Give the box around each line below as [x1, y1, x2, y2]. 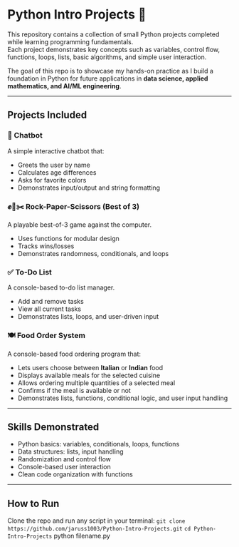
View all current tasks [17, 305, 82, 313]
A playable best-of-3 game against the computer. [7, 220, 152, 229]
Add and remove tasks [17, 297, 84, 306]
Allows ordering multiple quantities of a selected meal [17, 378, 176, 387]
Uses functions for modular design [17, 234, 119, 242]
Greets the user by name [17, 160, 91, 169]
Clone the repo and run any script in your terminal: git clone [7, 516, 186, 525]
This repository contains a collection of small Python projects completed [7, 30, 220, 39]
